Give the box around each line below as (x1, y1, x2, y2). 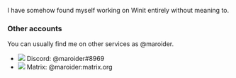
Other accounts (7, 23, 62, 33)
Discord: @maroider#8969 (26, 55, 105, 63)
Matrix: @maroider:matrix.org (26, 63, 113, 72)
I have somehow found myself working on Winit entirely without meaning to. (7, 6, 230, 14)
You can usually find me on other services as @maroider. (7, 40, 174, 48)
